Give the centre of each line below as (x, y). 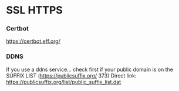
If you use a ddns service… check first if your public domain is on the (89, 69)
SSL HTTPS (34, 10)
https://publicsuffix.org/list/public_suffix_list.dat (64, 82)
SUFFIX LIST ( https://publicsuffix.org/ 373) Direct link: (71, 75)
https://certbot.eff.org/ (33, 41)
